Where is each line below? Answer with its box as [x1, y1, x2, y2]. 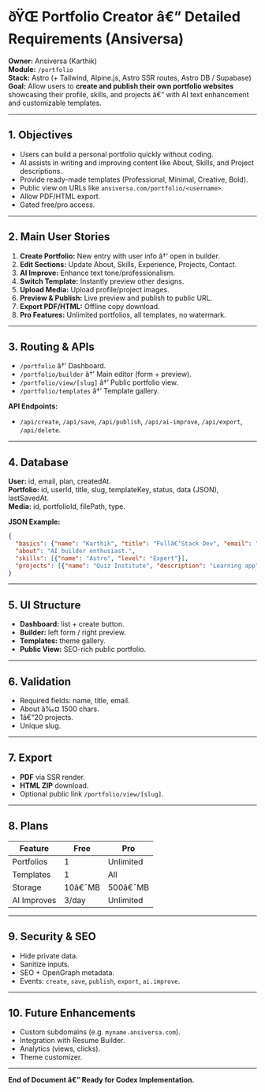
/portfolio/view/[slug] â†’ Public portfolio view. [19, 378, 179, 387]
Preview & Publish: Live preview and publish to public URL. [19, 293, 213, 303]
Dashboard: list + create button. [19, 619, 125, 629]
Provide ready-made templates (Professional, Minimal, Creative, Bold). [19, 175, 248, 184]
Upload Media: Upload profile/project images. [19, 284, 170, 294]
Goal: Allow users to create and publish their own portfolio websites [8, 81, 234, 91]
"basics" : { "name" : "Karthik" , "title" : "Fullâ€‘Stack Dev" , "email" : [15, 540, 252, 548]
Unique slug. [19, 721, 62, 731]
